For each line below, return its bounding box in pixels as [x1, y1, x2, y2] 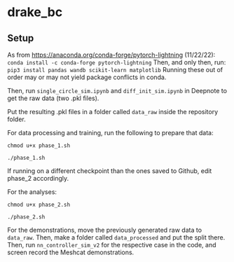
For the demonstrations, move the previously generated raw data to [7, 226, 202, 234]
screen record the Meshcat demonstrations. [7, 248, 135, 256]
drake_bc [7, 4, 63, 20]
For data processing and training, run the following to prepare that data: [7, 129, 214, 137]
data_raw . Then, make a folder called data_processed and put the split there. [7, 233, 226, 242]
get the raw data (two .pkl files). [7, 94, 99, 102]
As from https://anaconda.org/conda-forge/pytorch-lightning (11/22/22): [7, 50, 216, 59]
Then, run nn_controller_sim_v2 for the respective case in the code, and [7, 241, 216, 249]
